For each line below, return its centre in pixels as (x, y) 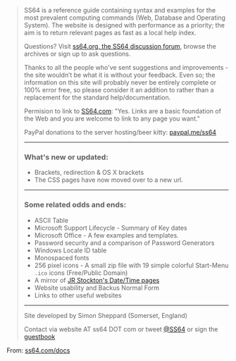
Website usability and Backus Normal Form (97, 288)
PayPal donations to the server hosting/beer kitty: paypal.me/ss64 (120, 132)
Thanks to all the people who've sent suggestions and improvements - (126, 67)
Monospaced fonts (62, 257)
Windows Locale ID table (70, 250)
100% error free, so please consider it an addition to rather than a (119, 90)
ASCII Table (51, 220)
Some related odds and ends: (75, 205)
